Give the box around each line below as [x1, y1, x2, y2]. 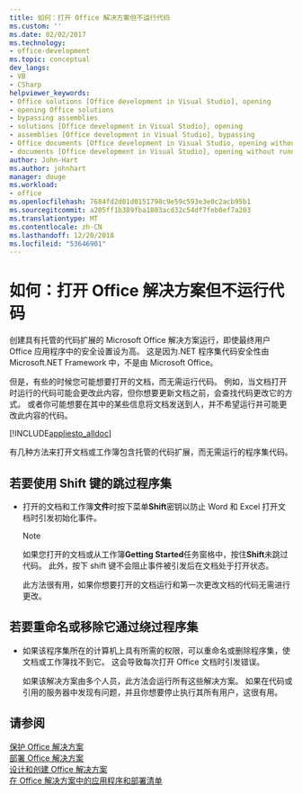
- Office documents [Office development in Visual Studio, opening [9, 139, 268, 148]
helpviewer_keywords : [9, 88, 91, 97]
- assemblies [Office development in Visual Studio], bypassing [9, 131, 255, 140]
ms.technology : [9, 38, 67, 48]
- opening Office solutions [9, 105, 115, 114]
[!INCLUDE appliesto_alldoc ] [9, 429, 112, 439]
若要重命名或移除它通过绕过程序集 [9, 619, 199, 635]
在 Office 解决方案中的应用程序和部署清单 [9, 775, 163, 786]
